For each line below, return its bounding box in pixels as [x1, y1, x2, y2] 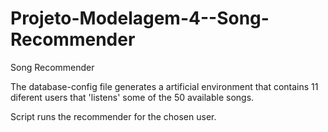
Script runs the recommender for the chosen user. [10, 110, 217, 122]
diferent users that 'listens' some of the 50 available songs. [10, 91, 255, 103]
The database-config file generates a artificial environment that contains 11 [10, 80, 319, 92]
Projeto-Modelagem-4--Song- [10, 7, 270, 30]
